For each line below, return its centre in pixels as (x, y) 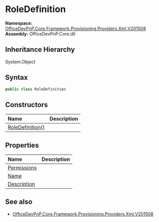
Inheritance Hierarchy (40, 49)
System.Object (20, 62)
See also (19, 202)
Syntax (17, 78)
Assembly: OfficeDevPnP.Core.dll (40, 34)
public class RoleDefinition (36, 89)
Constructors (27, 105)
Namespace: (19, 23)
